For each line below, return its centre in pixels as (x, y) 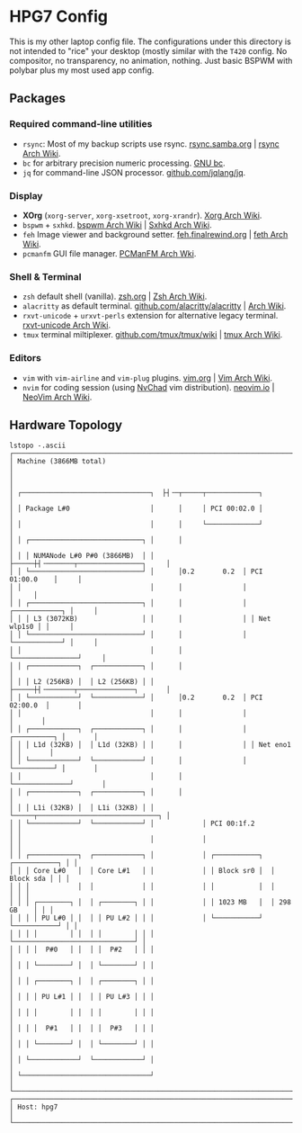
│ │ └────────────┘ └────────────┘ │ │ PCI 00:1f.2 (132, 824)
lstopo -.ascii (38, 446)
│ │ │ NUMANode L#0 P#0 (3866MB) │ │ (82, 556)
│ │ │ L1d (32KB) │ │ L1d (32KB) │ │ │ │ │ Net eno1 (151, 745)
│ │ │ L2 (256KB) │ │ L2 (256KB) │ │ (82, 682)
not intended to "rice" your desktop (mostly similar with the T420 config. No (148, 50)
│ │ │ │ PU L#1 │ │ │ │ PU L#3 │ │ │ (82, 997)
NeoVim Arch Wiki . (57, 397)
